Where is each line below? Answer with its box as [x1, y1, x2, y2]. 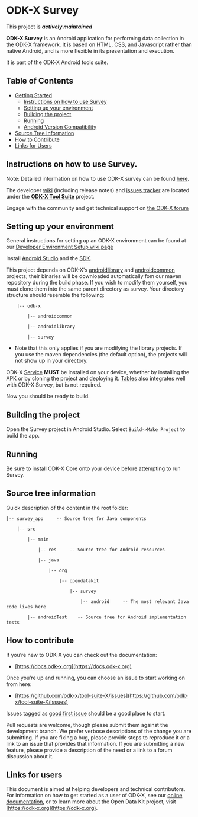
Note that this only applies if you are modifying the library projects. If [14, 344, 182, 352]
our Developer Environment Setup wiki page [6, 244, 113, 251]
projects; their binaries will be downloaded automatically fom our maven [6, 273, 182, 280]
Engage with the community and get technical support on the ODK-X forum [6, 204, 189, 211]
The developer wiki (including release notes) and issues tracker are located [6, 186, 190, 193]
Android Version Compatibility [23, 123, 97, 130]
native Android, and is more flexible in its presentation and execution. [6, 47, 174, 54]
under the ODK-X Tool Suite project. [6, 193, 95, 200]
